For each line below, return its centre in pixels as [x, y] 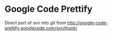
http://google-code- [87, 23]
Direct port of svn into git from [35, 23]
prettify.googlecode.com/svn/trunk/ [41, 28]
